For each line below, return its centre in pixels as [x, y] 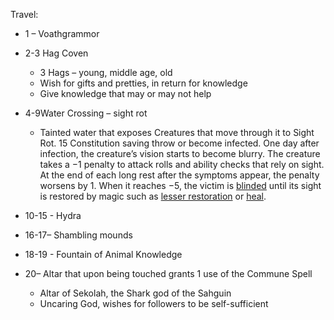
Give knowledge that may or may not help [125, 93]
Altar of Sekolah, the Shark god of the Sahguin [135, 293]
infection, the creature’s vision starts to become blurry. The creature [180, 153]
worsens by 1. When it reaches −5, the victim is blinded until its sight [180, 185]
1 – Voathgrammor [62, 33]
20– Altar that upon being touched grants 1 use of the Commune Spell [168, 273]
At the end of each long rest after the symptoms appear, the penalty [179, 175]
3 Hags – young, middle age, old [106, 72]
